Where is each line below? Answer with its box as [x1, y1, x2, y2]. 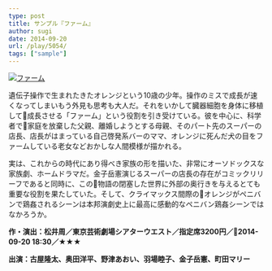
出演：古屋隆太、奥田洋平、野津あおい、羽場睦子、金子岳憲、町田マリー [8, 254, 250, 264]
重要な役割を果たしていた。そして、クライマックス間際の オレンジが [8, 189, 240, 199]
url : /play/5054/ [8, 42, 67, 50]
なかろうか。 [8, 209, 51, 219]
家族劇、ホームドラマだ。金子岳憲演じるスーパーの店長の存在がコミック [8, 168, 250, 178]
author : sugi [8, 27, 53, 35]
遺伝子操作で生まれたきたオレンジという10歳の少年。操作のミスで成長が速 [8, 90, 258, 100]
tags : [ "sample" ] [8, 50, 67, 58]
